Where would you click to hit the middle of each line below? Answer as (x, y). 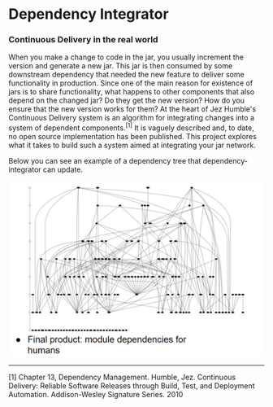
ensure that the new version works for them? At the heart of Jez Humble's (132, 109)
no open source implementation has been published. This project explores (133, 137)
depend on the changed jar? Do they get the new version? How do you (127, 101)
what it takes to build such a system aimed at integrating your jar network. (132, 145)
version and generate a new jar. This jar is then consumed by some (121, 66)
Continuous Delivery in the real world (83, 40)
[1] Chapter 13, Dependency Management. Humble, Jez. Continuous (122, 377)
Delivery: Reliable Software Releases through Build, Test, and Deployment (132, 385)
